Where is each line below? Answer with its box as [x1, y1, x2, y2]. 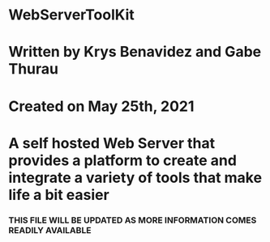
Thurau [8, 60, 59, 79]
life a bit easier [8, 185, 109, 204]
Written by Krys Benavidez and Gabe [8, 43, 262, 62]
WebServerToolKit [8, 6, 135, 24]
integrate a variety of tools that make [8, 168, 262, 187]
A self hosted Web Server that [8, 134, 216, 152]
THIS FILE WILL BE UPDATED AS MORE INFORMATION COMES [8, 214, 257, 226]
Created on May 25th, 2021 [8, 97, 195, 115]
